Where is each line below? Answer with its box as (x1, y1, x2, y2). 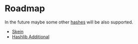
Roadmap (4, 3, 45, 14)
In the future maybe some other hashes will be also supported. (4, 19, 134, 25)
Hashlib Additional (11, 34, 50, 40)
